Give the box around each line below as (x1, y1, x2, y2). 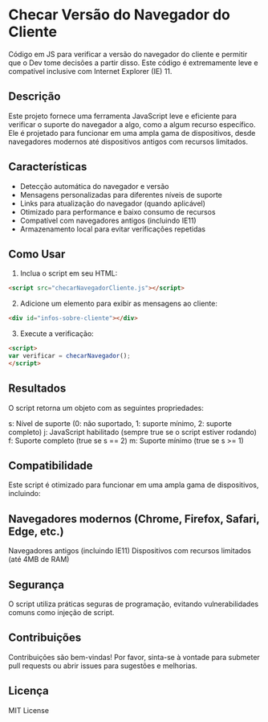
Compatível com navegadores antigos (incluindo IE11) (19, 215, 197, 225)
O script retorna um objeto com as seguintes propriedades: (8, 403, 205, 412)
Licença (8, 684, 50, 698)
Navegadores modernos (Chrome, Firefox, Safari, (8, 512, 260, 526)
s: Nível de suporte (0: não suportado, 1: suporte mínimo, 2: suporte (8, 418, 233, 428)
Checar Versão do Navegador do (8, 6, 231, 24)
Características (8, 160, 87, 174)
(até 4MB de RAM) (8, 555, 70, 564)
